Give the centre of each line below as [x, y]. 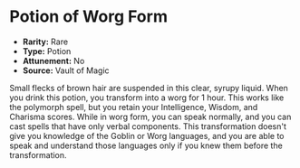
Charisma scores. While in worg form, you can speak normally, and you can [150, 117]
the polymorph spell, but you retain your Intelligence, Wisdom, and [134, 107]
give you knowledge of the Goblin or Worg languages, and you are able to [147, 135]
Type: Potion [47, 51]
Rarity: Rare [45, 42]
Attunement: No [53, 61]
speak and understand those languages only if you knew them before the [146, 145]
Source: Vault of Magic [66, 70]
